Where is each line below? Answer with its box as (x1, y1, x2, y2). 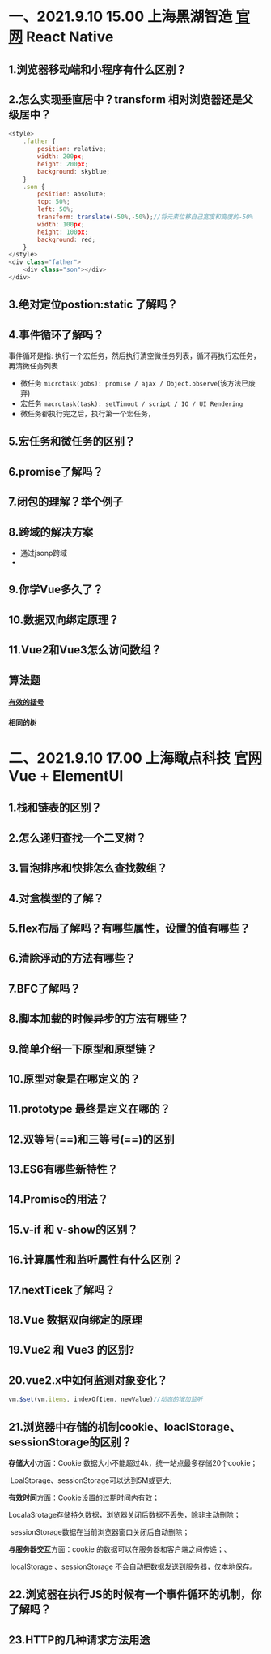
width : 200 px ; (37, 153, 85, 161)
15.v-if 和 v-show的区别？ (8, 1222, 139, 1236)
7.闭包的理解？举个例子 (8, 495, 124, 509)
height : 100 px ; (37, 228, 89, 236)
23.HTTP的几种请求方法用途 (8, 1633, 150, 1647)
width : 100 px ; (37, 220, 85, 228)
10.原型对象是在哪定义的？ (8, 1072, 141, 1086)
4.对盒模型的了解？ (8, 891, 104, 905)
